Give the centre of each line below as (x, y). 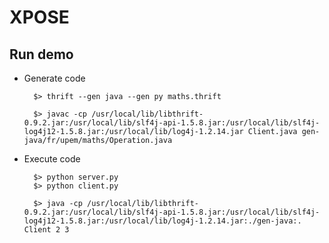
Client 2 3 (46, 230)
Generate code (54, 78)
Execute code (52, 159)
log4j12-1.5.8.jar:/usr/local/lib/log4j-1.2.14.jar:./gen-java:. (162, 221)
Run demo (41, 54)
